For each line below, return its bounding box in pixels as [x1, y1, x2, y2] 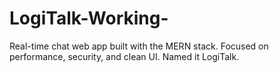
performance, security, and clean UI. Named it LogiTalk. [9, 50, 240, 62]
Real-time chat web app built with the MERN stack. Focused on [9, 40, 269, 52]
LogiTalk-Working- [9, 7, 169, 30]
